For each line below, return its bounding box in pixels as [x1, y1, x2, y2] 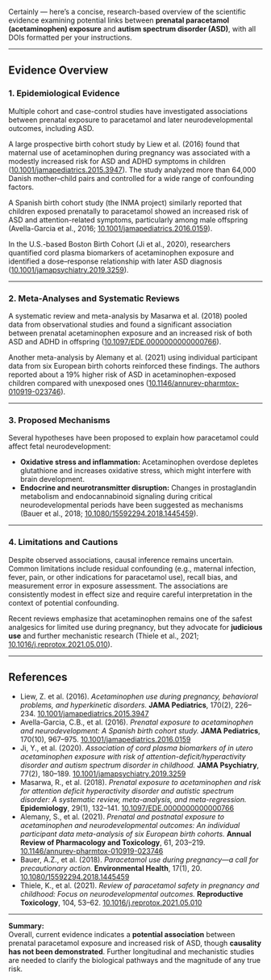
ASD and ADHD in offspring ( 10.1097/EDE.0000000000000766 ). [8, 336, 222, 346]
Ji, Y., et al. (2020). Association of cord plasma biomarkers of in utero [19, 743, 253, 753]
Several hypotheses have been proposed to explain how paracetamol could [8, 433, 260, 443]
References [8, 670, 68, 684]
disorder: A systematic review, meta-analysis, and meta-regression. [19, 795, 247, 805]
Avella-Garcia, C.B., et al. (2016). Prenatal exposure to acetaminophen [19, 717, 254, 727]
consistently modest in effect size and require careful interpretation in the [8, 589, 252, 599]
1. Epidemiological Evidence [8, 88, 120, 99]
